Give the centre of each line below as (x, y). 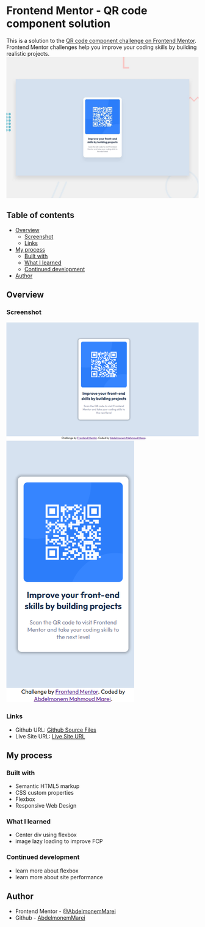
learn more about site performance (59, 877)
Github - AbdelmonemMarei (50, 918)
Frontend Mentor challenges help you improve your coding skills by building (102, 47)
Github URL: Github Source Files (56, 730)
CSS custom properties (45, 793)
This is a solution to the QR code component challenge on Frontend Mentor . (101, 40)
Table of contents (40, 215)
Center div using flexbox (46, 835)
